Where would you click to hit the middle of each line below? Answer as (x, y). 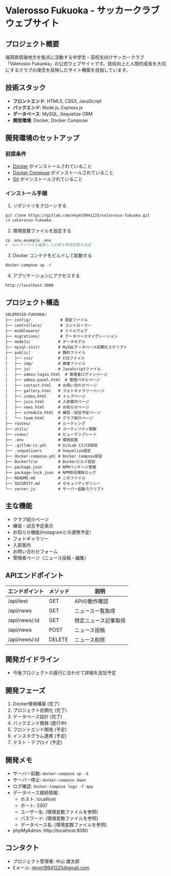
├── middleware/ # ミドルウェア (47, 331)
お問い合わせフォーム (35, 551)
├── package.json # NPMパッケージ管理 (51, 467)
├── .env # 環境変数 (42, 440)
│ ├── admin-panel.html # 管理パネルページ (53, 380)
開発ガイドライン (32, 659)
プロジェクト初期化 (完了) (40, 710)
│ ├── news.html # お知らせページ (47, 407)
